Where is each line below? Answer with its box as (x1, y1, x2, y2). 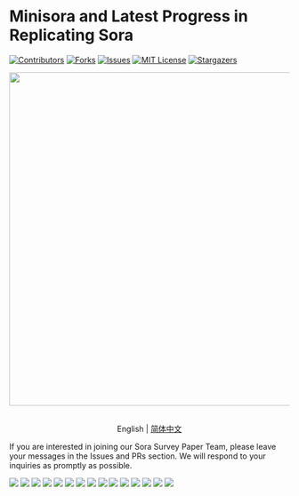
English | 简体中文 (117, 423, 182, 434)
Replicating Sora (9, 25, 133, 45)
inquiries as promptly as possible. (9, 460, 133, 470)
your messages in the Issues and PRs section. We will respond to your (9, 451, 266, 461)
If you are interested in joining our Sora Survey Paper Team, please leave (9, 441, 277, 452)
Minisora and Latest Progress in (9, 6, 248, 27)
